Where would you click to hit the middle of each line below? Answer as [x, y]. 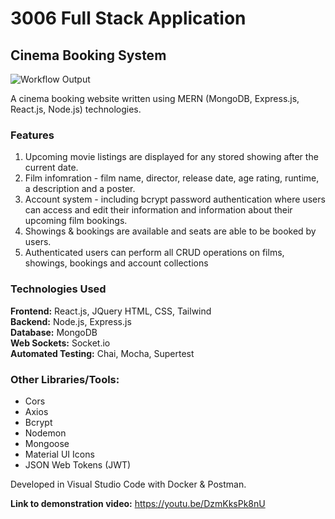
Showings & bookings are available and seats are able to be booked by [170, 231]
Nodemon [45, 433]
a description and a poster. [80, 189]
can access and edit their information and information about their [158, 210]
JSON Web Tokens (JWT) [78, 464]
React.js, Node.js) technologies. [76, 109]
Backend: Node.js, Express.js [71, 321]
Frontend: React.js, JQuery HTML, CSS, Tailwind [111, 311]
